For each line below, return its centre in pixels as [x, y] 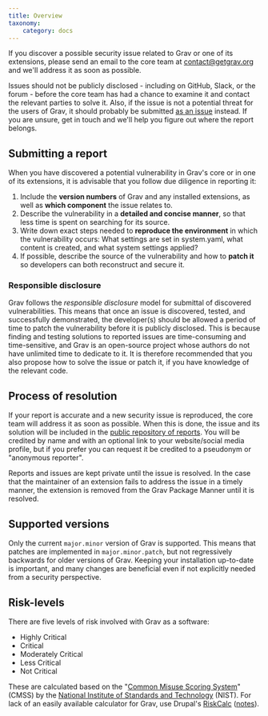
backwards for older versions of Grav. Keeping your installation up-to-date [131, 560]
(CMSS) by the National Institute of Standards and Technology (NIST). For [130, 695]
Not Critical [38, 671]
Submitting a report [58, 153]
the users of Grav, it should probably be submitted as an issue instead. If [128, 111]
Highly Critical [43, 637]
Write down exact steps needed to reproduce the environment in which [139, 231]
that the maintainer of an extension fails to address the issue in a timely [126, 482]
